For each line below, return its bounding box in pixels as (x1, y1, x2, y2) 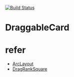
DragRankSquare (12, 66, 48, 72)
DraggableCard (5, 22, 70, 33)
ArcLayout (12, 61, 34, 67)
